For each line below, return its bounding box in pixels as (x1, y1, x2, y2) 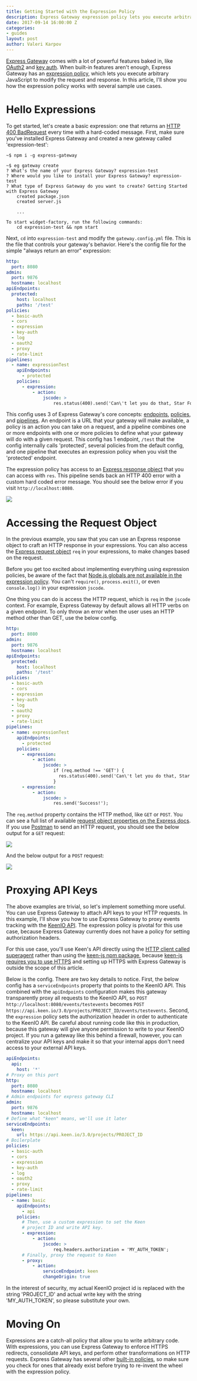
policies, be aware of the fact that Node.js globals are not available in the (6, 572, 182, 579)
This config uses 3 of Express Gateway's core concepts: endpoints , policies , (6, 411, 191, 418)
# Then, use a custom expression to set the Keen (21, 1219, 145, 1225)
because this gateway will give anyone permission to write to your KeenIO (6, 1025, 185, 1033)
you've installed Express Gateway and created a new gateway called (6, 134, 172, 141)
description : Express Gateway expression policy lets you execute (6, 14, 172, 20)
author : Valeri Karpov (6, 42, 62, 48)
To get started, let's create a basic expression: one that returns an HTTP (6, 122, 181, 129)
